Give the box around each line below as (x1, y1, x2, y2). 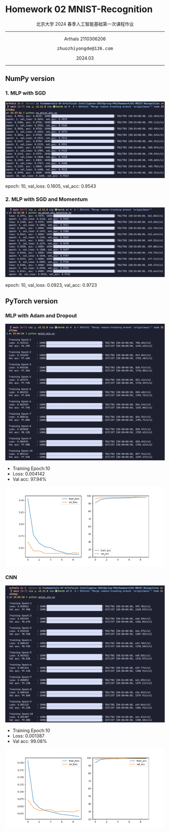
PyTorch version (5, 297, 58, 305)
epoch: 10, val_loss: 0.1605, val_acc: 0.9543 (5, 183, 96, 189)
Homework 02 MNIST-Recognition (5, 4, 153, 15)
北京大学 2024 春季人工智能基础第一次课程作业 (36, 21, 134, 27)
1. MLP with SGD (5, 90, 47, 97)
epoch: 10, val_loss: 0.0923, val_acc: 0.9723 (5, 282, 97, 288)
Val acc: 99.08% (12, 738, 47, 745)
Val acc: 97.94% (12, 476, 47, 483)
